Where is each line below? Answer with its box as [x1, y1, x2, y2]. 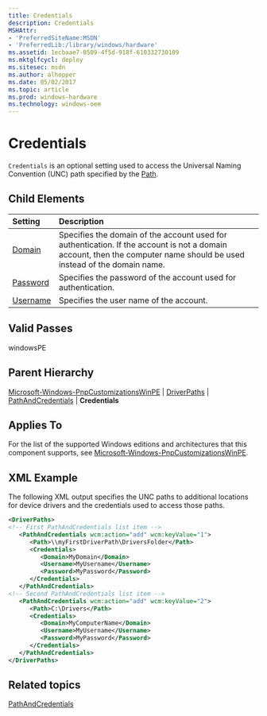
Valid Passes [8, 322, 73, 335]
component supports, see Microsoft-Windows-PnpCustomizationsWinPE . [8, 448, 249, 458]
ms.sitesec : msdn [8, 64, 66, 72]
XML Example [8, 470, 78, 485]
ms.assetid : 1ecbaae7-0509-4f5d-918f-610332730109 [8, 48, 180, 56]
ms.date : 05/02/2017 [8, 78, 77, 86]
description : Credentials [8, 19, 94, 27]
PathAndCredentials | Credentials [8, 395, 119, 405]
